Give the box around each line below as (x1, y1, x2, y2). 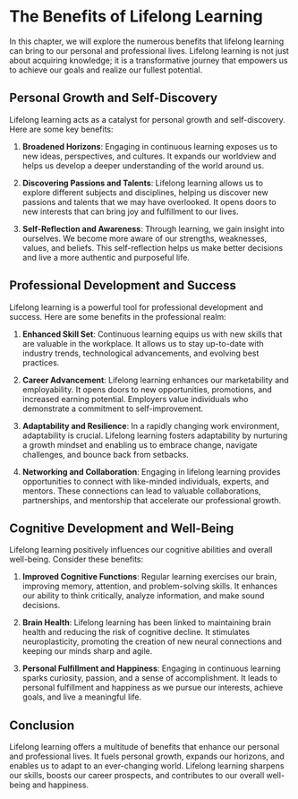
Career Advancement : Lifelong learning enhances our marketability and (21, 374, 289, 385)
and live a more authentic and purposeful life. (21, 252, 190, 262)
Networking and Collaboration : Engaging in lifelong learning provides (21, 466, 281, 477)
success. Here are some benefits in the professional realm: (9, 311, 226, 322)
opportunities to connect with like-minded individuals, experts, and (21, 476, 269, 486)
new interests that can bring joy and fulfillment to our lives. (21, 206, 239, 217)
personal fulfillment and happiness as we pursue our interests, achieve (21, 683, 284, 693)
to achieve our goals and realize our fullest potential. (9, 64, 203, 75)
